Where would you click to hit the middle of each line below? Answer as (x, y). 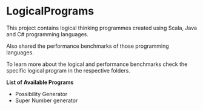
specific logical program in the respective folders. (68, 70)
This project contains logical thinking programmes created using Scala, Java (102, 28)
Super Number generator (46, 100)
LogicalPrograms (50, 11)
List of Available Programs (40, 82)
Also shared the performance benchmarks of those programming (88, 46)
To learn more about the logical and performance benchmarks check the (97, 64)
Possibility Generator (41, 94)
